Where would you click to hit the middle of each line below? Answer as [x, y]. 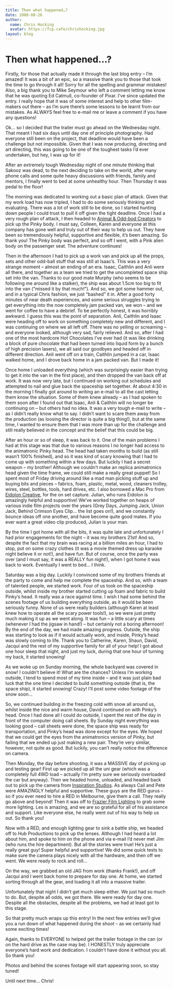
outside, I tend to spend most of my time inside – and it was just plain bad [83, 678]
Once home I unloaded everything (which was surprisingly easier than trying [86, 370]
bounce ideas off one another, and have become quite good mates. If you [83, 516]
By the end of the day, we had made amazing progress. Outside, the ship [83, 629]
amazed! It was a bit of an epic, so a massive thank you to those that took [83, 79]
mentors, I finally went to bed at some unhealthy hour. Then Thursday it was [86, 181]
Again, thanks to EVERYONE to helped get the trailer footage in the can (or [84, 939]
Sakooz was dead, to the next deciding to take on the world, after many [81, 170]
